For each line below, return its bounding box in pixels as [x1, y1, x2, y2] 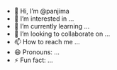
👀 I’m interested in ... [13, 14, 74, 23]
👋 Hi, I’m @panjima [13, 7, 69, 15]
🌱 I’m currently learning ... [13, 22, 90, 30]
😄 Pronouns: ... [13, 48, 60, 56]
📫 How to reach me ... [13, 38, 80, 46]
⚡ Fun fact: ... [13, 56, 53, 64]
